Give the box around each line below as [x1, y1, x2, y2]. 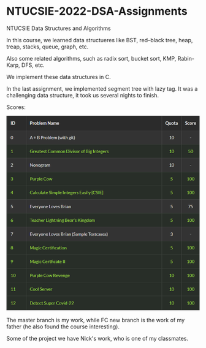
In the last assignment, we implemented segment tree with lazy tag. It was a [6, 85, 198, 93]
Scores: [6, 103, 26, 111]
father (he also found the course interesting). [6, 323, 120, 330]
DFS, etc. [21, 61, 45, 69]
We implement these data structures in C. [6, 73, 112, 80]
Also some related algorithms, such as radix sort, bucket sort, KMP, [6, 55, 177, 62]
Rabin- [177, 55, 195, 62]
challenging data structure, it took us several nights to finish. [6, 91, 159, 99]
